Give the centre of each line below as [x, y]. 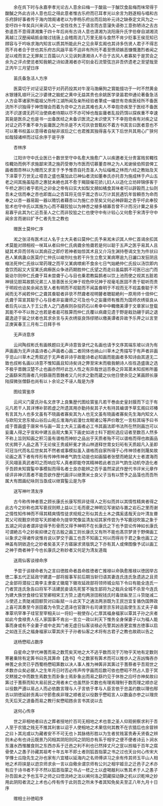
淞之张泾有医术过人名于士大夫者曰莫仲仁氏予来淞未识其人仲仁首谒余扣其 [86, 239]
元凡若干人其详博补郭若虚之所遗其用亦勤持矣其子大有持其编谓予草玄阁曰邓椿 [81, 408]
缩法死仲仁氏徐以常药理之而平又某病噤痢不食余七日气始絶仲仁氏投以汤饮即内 [81, 263]
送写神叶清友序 [28, 491]
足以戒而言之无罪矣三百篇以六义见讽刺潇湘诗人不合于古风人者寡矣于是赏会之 [81, 56]
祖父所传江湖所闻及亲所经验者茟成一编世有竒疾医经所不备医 [98, 101]
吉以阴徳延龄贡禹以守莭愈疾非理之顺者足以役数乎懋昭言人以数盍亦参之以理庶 [81, 695]
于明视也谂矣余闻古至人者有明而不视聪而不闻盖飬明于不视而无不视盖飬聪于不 [81, 288]
